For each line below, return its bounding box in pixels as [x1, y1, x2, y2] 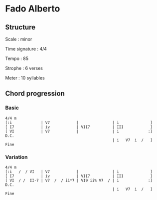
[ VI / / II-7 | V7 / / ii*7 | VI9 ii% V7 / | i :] [5, 178, 153, 183]
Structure [5, 23, 36, 31]
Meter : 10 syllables [5, 75, 45, 80]
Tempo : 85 [5, 55, 29, 61]
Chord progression [5, 89, 65, 98]
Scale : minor [5, 36, 32, 42]
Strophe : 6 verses [5, 65, 43, 71]
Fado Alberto [5, 3, 60, 14]
